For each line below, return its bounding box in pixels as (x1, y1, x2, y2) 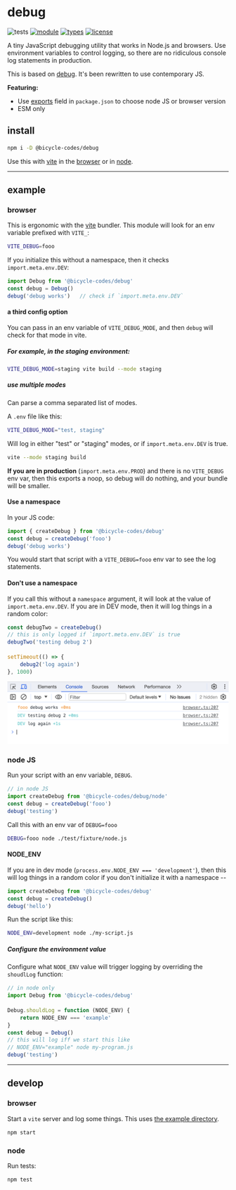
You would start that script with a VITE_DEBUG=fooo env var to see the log (7, 555, 216, 563)
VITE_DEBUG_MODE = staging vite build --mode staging (7, 365, 162, 373)
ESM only (17, 104, 46, 113)
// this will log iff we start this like (7, 1037, 131, 1044)
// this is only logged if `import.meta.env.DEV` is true (7, 631, 181, 639)
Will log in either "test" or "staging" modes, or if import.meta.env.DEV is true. (7, 439, 228, 447)
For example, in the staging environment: (7, 347, 130, 355)
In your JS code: (7, 513, 55, 521)
